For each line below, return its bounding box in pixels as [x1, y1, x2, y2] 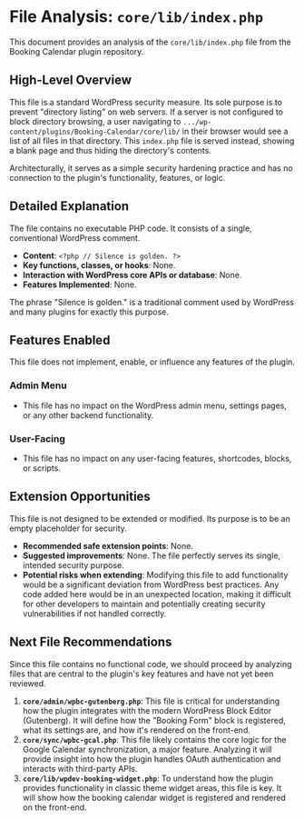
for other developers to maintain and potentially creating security [22, 598, 266, 609]
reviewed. [9, 677, 47, 688]
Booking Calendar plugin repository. [9, 45, 144, 56]
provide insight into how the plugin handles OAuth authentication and [22, 753, 281, 765]
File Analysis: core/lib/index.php [9, 6, 264, 27]
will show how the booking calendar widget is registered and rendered [22, 792, 286, 803]
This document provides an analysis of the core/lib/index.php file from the [9, 36, 292, 47]
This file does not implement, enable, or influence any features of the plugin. [9, 356, 295, 367]
